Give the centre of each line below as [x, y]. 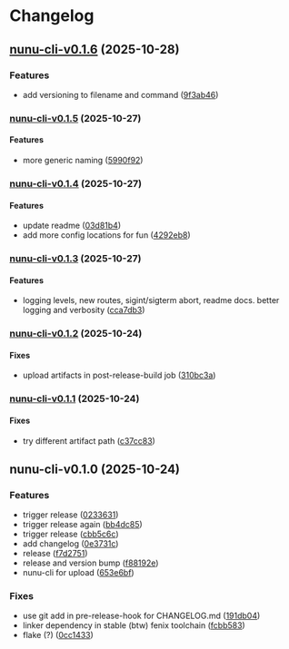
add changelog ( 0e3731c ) [70, 544]
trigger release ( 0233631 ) [70, 515]
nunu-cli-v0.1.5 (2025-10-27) [75, 118]
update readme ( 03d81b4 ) [72, 226]
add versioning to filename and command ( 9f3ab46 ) [120, 94]
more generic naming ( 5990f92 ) [83, 160]
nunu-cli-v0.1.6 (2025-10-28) [95, 49]
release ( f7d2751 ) [55, 554]
